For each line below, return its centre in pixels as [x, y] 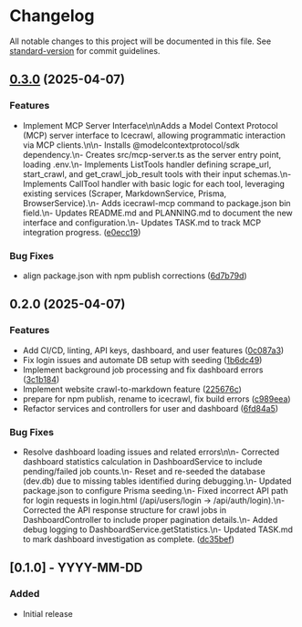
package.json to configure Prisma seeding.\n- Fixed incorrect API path [156, 490]
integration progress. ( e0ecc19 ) [82, 232]
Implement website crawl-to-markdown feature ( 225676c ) [132, 389]
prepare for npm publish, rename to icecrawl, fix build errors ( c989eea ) [156, 399]
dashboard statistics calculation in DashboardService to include [142, 461]
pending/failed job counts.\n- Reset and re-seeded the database [144, 471]
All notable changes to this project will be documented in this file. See [141, 41]
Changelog [52, 16]
